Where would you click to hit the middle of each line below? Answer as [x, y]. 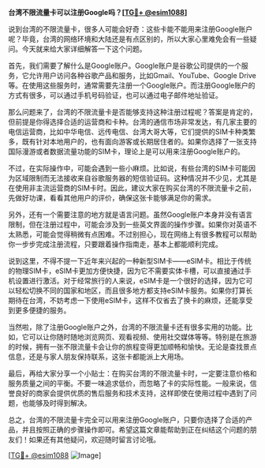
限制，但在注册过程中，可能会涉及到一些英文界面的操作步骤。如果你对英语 [129, 225]
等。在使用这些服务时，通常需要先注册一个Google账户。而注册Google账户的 [132, 85]
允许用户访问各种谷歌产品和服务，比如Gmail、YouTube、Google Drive [142, 75]
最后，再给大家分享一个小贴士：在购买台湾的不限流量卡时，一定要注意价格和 [132, 373]
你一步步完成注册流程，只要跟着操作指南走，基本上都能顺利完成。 [115, 244]
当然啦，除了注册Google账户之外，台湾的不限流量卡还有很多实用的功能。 [127, 327]
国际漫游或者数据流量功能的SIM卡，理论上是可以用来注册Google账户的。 [126, 152]
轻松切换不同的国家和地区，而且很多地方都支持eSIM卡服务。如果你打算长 [134, 290]
